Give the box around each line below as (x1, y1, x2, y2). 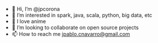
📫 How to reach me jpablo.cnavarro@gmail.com (11, 31, 130, 37)
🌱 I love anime (11, 18, 46, 24)
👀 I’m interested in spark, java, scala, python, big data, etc (11, 12, 153, 19)
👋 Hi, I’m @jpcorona (11, 6, 60, 12)
